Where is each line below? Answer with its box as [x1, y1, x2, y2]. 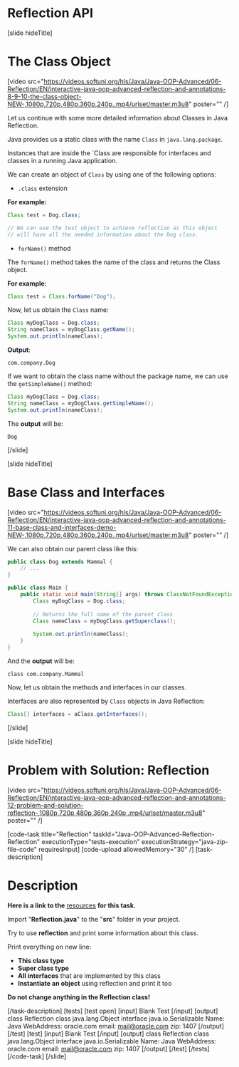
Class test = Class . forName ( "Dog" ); [7, 293, 116, 300]
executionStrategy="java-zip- [141, 837, 229, 845]
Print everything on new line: [7, 942, 92, 951]
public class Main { [7, 584, 69, 592]
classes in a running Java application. [7, 156, 117, 165]
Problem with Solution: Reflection [7, 762, 210, 778]
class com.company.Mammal [7, 670, 84, 677]
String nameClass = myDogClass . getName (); [7, 326, 135, 333]
